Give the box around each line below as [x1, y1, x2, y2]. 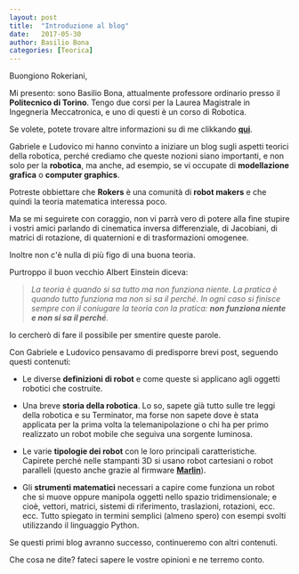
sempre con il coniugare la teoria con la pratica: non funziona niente [30, 303, 287, 314]
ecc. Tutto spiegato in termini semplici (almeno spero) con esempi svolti [21, 511, 287, 521]
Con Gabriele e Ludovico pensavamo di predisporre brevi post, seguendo [9, 347, 279, 358]
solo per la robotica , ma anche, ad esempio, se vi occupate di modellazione [9, 160, 289, 171]
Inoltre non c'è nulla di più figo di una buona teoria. [9, 250, 196, 261]
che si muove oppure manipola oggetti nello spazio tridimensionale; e [21, 491, 278, 503]
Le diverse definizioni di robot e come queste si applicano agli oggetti [21, 374, 280, 384]
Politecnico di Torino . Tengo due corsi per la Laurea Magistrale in [9, 97, 251, 108]
